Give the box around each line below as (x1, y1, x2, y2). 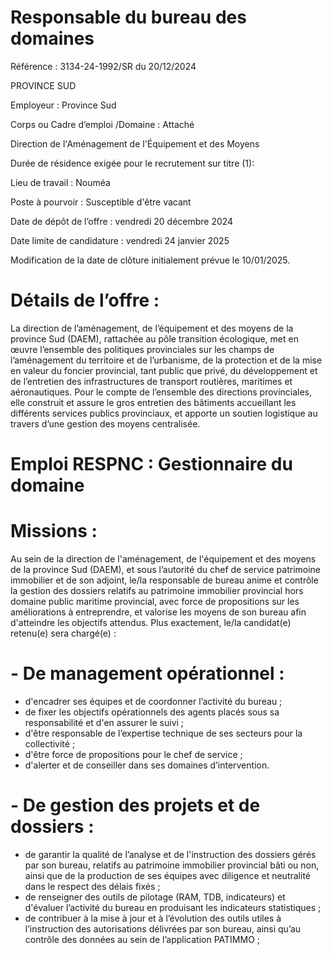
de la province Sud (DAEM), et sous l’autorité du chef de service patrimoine (10, 564, 322, 575)
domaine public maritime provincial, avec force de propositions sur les (10, 596, 300, 607)
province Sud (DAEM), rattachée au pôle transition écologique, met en (10, 332, 299, 345)
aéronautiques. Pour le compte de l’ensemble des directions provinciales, (10, 386, 313, 398)
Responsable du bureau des (10, 6, 247, 29)
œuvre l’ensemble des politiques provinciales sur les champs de (10, 343, 275, 355)
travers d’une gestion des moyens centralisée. (10, 417, 201, 430)
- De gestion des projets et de (10, 794, 261, 817)
